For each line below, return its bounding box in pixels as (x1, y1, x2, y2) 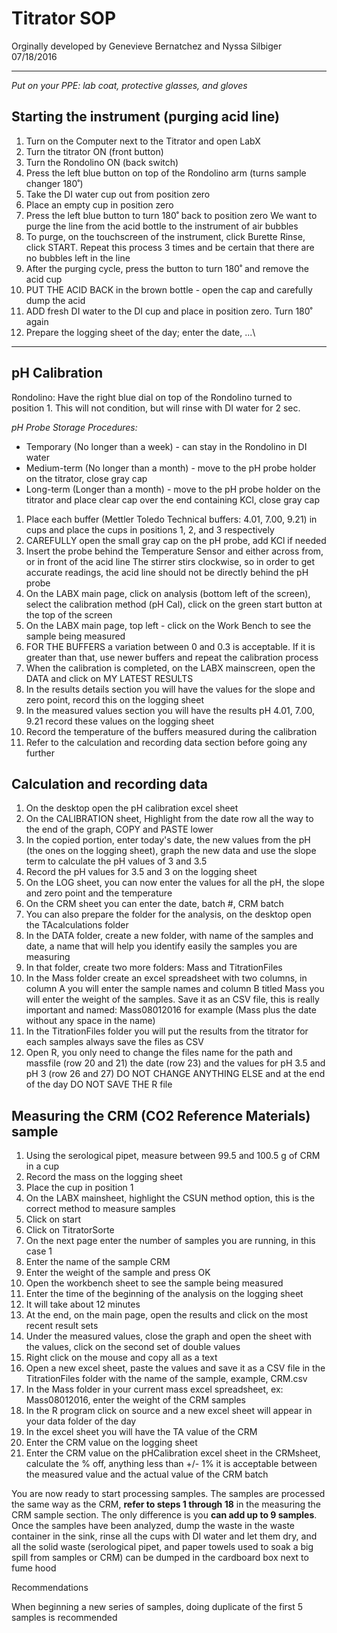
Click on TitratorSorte (25, 1224, 115, 1236)
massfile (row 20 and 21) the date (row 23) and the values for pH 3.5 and (25, 1057, 326, 1069)
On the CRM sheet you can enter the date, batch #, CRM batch (25, 898, 284, 910)
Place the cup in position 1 (25, 1182, 134, 1194)
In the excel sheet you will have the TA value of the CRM (25, 1426, 258, 1438)
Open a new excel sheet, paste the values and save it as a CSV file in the (25, 1362, 326, 1374)
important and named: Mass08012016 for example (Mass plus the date (25, 1004, 317, 1016)
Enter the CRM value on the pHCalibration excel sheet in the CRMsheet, (25, 1447, 321, 1459)
